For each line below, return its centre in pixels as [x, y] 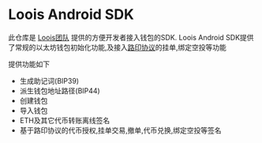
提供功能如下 [29, 64]
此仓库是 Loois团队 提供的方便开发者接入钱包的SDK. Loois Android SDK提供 [131, 37]
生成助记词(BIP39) [49, 81]
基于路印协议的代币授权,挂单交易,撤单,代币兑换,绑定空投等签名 [120, 130]
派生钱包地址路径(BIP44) [60, 90]
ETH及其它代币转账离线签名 [65, 120]
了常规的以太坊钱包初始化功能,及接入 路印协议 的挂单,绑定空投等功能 [118, 47]
